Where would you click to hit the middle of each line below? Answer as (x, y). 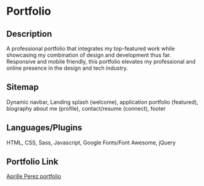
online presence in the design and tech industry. (67, 68)
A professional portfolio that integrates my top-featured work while (91, 48)
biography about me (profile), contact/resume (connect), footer (86, 108)
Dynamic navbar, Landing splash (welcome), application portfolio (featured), (102, 102)
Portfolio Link (32, 162)
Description (29, 34)
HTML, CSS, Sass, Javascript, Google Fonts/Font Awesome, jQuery (91, 143)
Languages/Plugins (44, 128)
